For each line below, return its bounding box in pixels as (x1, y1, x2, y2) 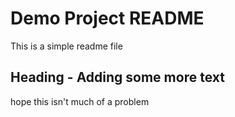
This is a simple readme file (10, 40, 123, 52)
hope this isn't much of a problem (10, 95, 150, 107)
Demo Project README (10, 7, 205, 30)
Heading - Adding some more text (10, 69, 225, 86)
